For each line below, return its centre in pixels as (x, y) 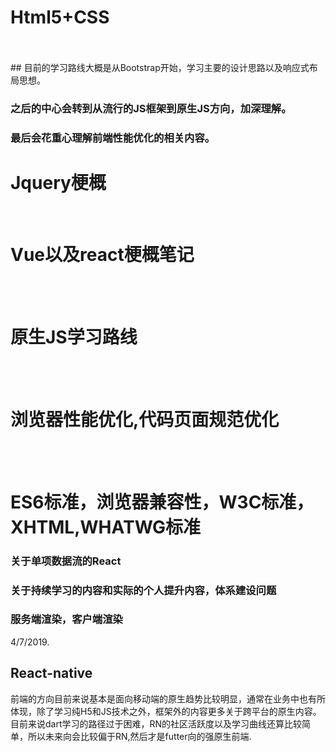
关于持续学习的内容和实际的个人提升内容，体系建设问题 (143, 590)
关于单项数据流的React (66, 561)
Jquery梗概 (58, 182)
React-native (51, 673)
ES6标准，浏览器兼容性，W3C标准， (162, 502)
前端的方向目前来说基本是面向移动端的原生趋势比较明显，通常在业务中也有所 (168, 698)
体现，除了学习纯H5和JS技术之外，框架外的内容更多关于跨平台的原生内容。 (166, 711)
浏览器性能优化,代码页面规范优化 (145, 419)
